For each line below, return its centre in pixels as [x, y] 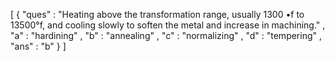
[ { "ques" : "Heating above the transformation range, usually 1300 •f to [157, 14]
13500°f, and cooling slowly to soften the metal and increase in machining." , [168, 25]
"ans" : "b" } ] [38, 46]
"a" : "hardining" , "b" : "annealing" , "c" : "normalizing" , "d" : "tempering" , [166, 35]
